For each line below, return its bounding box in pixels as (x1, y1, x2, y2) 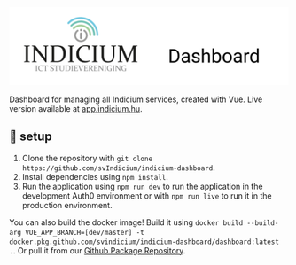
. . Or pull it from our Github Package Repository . (9, 245, 186, 255)
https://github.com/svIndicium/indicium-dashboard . (21, 162, 215, 173)
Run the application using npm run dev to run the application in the (21, 181, 263, 191)
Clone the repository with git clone (21, 152, 153, 163)
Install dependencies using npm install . (21, 171, 168, 182)
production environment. (21, 199, 113, 210)
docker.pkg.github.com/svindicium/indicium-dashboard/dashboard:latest (9, 238, 279, 246)
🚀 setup (9, 129, 53, 144)
